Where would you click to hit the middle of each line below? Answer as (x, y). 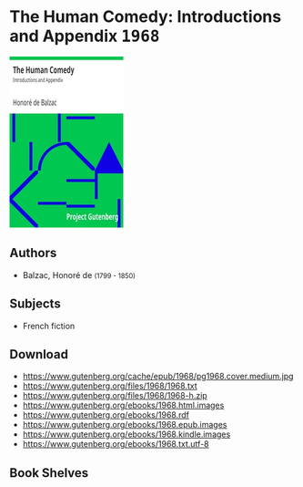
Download (39, 354)
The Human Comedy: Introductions (146, 17)
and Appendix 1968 (85, 36)
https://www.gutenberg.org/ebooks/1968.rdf (106, 415)
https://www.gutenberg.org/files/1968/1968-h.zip (115, 396)
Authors (33, 253)
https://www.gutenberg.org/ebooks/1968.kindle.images (126, 434)
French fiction (49, 326)
